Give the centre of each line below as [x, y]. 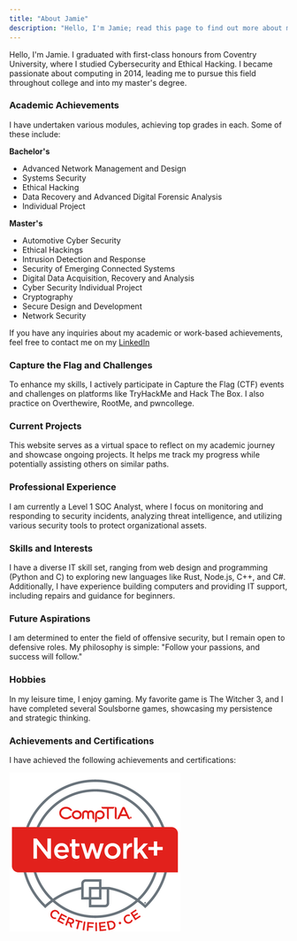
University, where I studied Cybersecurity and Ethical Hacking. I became [141, 64]
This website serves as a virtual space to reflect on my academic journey [142, 445]
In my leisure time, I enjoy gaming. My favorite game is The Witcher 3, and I [146, 698]
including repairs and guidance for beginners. [92, 595]
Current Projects [46, 427]
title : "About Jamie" [49, 19]
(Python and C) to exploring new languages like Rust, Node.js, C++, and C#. [148, 576]
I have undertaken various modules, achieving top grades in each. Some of [146, 125]
